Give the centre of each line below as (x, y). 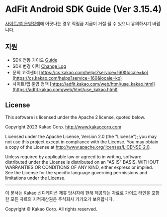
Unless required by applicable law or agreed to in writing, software (73, 157)
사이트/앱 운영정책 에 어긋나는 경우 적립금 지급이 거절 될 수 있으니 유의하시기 (78, 23)
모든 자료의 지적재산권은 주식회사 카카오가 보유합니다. (62, 199)
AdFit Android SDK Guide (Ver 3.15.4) (83, 9)
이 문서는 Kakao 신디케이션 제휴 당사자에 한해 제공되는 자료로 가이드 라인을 (78, 193)
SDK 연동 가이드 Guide (35, 60)
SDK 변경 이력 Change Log (39, 66)
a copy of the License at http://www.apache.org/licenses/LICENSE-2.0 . (78, 147)
